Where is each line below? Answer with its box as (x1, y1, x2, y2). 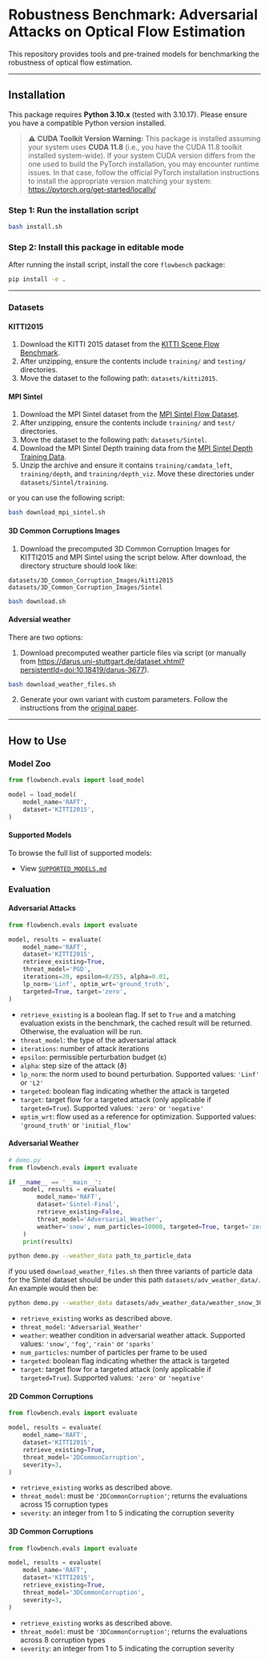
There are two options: (8, 632, 83, 642)
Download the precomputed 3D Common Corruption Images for (19, 544, 231, 553)
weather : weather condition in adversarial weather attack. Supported (19, 1330, 246, 1340)
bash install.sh (8, 223, 62, 231)
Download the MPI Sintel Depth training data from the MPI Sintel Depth (19, 443, 254, 453)
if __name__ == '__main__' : (8, 1178, 102, 1186)
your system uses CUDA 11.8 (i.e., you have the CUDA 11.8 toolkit (27, 142, 243, 151)
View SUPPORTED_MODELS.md (19, 863, 107, 873)
